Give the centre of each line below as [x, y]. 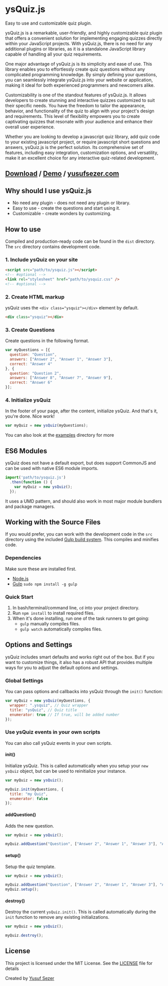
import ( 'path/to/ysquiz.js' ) [35, 477]
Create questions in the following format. [47, 341]
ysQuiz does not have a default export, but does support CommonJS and [80, 463]
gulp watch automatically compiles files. [61, 629]
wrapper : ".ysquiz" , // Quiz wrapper [49, 705]
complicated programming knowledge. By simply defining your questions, [81, 74]
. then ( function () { [31, 482]
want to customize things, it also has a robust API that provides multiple [79, 662]
